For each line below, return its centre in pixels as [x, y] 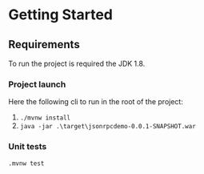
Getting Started [61, 15]
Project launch [37, 84]
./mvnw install [45, 118]
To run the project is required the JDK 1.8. [77, 63]
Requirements [44, 45]
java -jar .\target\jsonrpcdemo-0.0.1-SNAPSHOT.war [108, 127]
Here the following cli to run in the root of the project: [96, 102]
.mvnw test [26, 163]
